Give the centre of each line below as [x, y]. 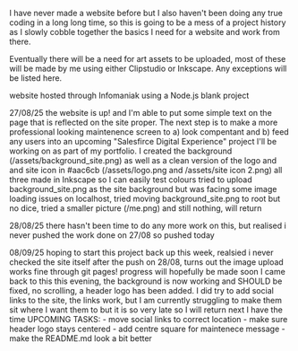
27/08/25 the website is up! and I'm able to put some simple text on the [141, 113]
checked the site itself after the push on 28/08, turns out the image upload [146, 262]
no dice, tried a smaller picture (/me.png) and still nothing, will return [136, 208]
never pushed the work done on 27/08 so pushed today [112, 235]
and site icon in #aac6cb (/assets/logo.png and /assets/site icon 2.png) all [146, 170]
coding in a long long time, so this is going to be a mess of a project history [148, 22]
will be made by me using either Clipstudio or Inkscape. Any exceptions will [148, 68]
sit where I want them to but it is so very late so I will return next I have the [146, 310]
